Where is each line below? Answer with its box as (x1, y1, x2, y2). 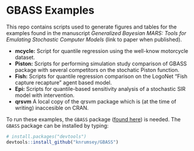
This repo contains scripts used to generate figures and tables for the (6, 23, 177, 30)
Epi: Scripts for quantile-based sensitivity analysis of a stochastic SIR (14, 85, 186, 92)
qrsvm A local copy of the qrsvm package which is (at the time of (14, 97, 177, 105)
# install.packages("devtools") (6, 133, 87, 140)
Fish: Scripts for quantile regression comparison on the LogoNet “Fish (14, 73, 188, 80)
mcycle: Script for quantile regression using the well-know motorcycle (14, 47, 189, 54)
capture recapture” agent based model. (14, 78, 112, 86)
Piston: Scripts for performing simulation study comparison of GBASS (14, 60, 187, 67)
